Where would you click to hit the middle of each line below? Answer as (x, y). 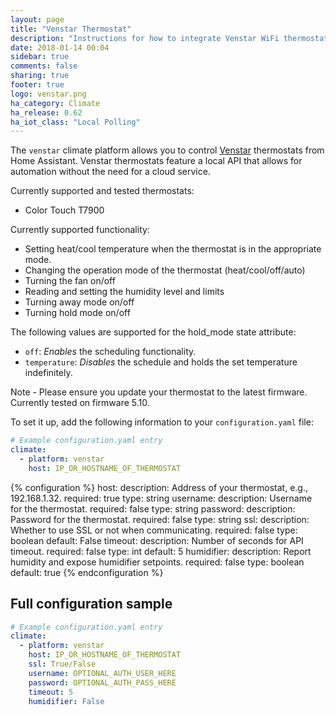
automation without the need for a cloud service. (110, 172)
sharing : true (40, 76)
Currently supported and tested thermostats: (102, 191)
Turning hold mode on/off (77, 313)
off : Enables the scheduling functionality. (110, 352)
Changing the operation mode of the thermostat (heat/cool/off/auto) (165, 270)
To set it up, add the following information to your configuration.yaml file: (162, 422)
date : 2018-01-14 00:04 (60, 47)
